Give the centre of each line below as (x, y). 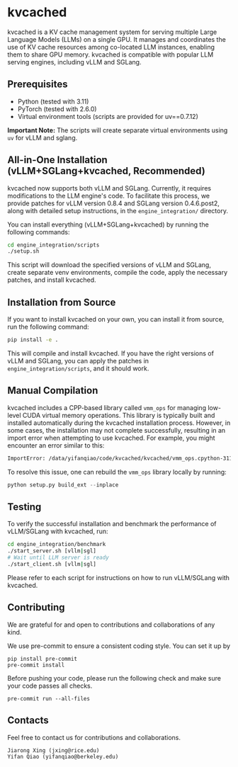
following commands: (39, 232)
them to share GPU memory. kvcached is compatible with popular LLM (110, 55)
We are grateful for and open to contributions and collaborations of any (111, 625)
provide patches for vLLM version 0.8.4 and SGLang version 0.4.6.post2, (113, 203)
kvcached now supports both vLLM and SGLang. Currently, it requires (109, 188)
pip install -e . (33, 340)
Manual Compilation (53, 391)
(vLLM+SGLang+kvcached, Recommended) (106, 171)
